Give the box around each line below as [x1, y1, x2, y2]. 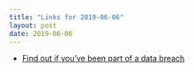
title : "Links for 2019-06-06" [9, 12, 124, 22]
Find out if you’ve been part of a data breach [21, 54, 185, 64]
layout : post [9, 21, 57, 30]
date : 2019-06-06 [9, 29, 73, 38]
